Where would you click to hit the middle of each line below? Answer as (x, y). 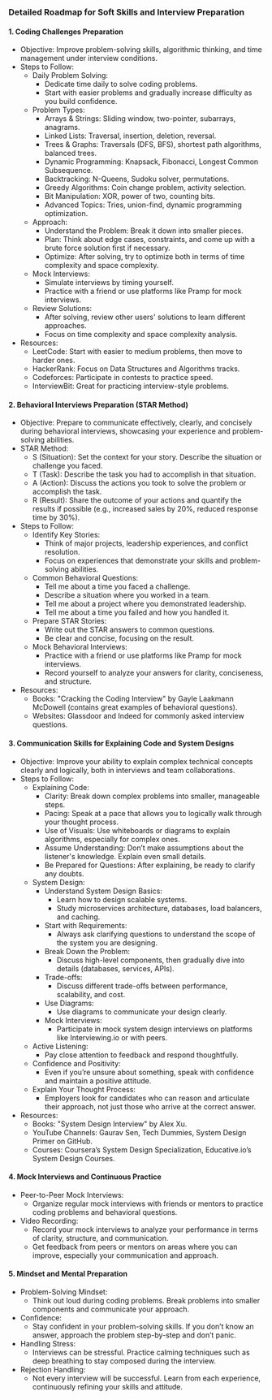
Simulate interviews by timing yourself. (109, 283)
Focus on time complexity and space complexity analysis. (141, 335)
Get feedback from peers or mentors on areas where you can (135, 1247)
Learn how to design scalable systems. (122, 899)
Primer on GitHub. (63, 1141)
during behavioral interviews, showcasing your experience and (125, 431)
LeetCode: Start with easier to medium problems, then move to (137, 352)
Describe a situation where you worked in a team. (127, 595)
